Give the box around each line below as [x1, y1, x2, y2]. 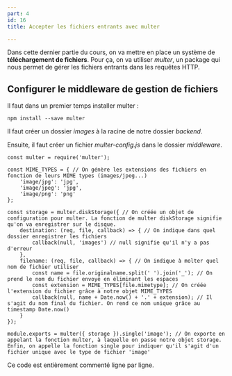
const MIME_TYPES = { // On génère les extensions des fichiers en [7, 166, 207, 174]
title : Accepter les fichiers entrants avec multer [7, 23, 160, 30]
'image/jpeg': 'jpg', [19, 185, 82, 192]
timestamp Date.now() [7, 306, 70, 313]
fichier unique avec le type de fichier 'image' [7, 349, 151, 356]
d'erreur [7, 245, 33, 252]
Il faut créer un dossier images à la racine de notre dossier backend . [7, 127, 203, 136]
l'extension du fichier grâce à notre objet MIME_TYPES [7, 288, 172, 295]
